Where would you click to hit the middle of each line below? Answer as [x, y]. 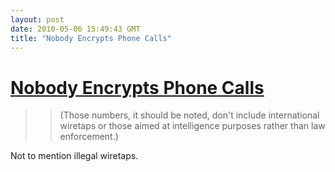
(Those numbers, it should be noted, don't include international [189, 115]
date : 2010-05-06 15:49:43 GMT [75, 29]
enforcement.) [89, 137]
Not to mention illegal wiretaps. [74, 156]
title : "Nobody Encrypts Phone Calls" [91, 38]
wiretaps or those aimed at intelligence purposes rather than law [192, 126]
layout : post [37, 19]
